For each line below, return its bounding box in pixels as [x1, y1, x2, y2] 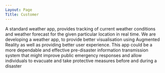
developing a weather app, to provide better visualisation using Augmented [5, 36, 160, 42]
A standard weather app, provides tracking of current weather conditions [5, 25, 156, 31]
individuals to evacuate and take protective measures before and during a [5, 57, 157, 63]
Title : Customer [5, 12, 39, 17]
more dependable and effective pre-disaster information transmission [5, 47, 148, 53]
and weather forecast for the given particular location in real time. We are [5, 31, 156, 37]
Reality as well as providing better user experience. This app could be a [5, 41, 152, 47]
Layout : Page [5, 7, 32, 12]
